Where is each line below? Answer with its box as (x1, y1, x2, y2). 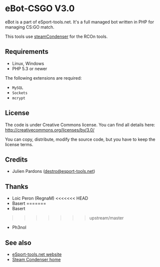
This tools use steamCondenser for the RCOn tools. (5, 33, 108, 39)
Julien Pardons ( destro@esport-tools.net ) (12, 168, 96, 174)
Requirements (5, 48, 48, 56)
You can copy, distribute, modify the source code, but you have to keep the (5, 136, 156, 142)
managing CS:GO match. (5, 24, 55, 30)
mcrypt (12, 96, 26, 100)
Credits (5, 155, 28, 164)
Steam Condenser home (12, 257, 61, 262)
